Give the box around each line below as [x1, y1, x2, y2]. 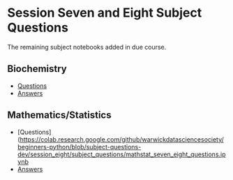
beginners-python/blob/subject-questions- [17, 142, 142, 151]
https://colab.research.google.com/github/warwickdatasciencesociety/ [20, 135, 225, 144]
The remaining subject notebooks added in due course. [7, 43, 167, 51]
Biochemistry [7, 63, 68, 75]
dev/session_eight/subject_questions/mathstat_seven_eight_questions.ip [17, 150, 226, 158]
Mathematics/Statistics [7, 110, 112, 121]
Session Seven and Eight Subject [7, 5, 202, 21]
